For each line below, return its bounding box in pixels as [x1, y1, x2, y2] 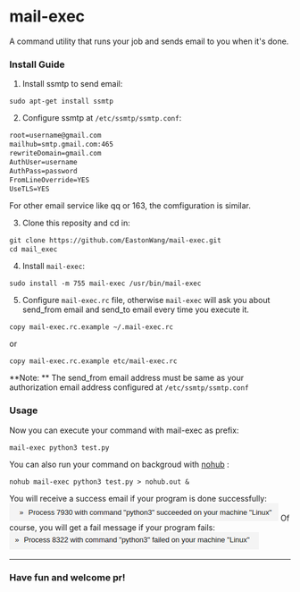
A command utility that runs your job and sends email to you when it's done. [9, 36, 289, 47]
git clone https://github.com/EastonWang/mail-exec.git [9, 236, 221, 245]
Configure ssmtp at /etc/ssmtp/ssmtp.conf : [21, 113, 182, 123]
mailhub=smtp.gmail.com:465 [9, 140, 114, 149]
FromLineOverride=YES [9, 176, 90, 185]
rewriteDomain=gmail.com [9, 149, 102, 158]
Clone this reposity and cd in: [21, 217, 131, 229]
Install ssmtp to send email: [21, 79, 123, 89]
